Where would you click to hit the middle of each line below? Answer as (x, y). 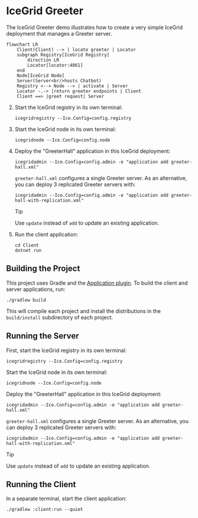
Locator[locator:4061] (55, 65)
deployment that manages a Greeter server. (59, 33)
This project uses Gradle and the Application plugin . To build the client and (97, 283)
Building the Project (43, 269)
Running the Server (43, 336)
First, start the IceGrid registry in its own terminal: (66, 350)
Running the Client (41, 484)
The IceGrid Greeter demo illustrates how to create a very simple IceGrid (95, 27)
